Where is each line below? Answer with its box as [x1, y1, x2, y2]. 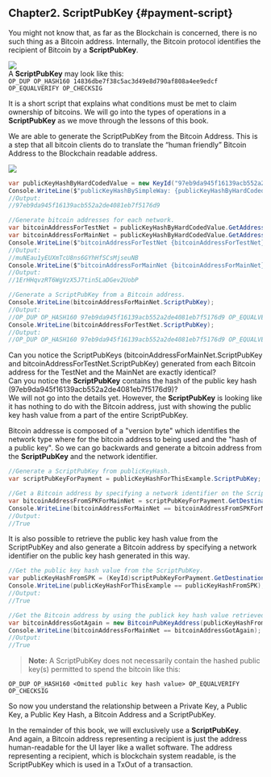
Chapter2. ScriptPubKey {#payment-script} [8, 6, 234, 20]
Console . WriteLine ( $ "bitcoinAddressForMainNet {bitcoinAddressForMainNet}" [8, 261, 269, 269]
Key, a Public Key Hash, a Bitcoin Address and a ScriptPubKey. [8, 710, 216, 720]
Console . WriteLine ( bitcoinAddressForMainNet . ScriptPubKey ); [8, 299, 215, 307]
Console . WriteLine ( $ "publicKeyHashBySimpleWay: [8, 186, 172, 194]
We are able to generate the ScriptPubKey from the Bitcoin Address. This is [8, 131, 258, 140]
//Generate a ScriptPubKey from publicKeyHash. [8, 467, 172, 475]
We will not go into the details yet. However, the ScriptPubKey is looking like [8, 393, 263, 403]
